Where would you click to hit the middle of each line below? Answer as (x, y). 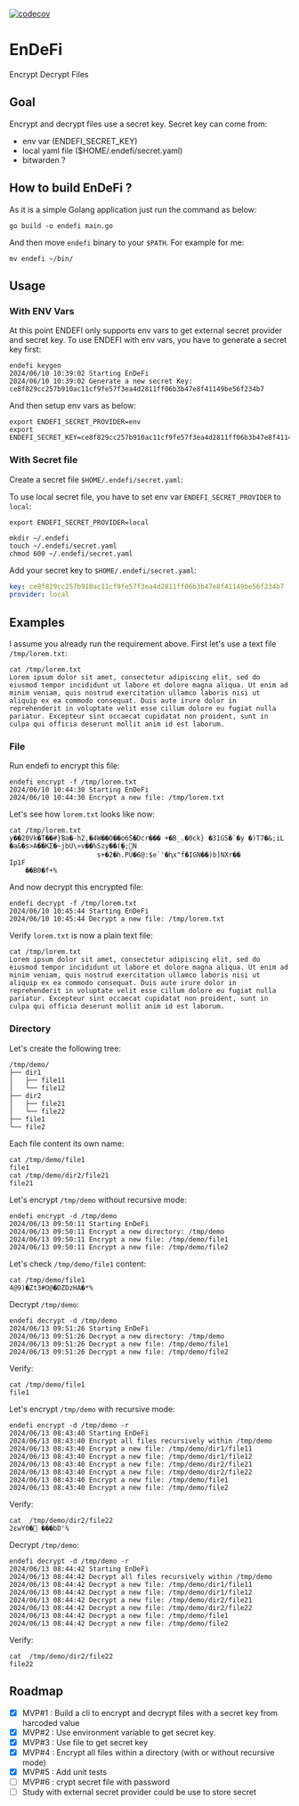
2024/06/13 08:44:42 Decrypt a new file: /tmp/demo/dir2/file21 (131, 1600)
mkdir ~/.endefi (39, 538)
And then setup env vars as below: (73, 406)
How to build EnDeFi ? (71, 188)
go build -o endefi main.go (61, 226)
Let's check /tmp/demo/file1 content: (78, 1264)
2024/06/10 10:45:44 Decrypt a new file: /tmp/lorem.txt (117, 919)
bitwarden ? (44, 159)
